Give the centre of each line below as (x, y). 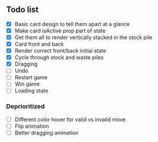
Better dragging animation (46, 133)
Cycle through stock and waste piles (59, 57)
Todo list (22, 10)
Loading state (31, 91)
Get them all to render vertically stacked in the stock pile (83, 37)
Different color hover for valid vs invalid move (70, 119)
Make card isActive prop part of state (60, 30)
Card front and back (39, 44)
